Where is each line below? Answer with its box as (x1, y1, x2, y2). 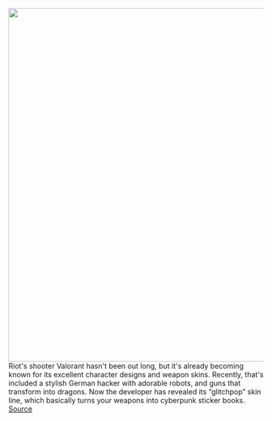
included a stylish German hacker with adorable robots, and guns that (8, 378, 241, 388)
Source (8, 404, 32, 414)
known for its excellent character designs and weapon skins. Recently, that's (8, 370, 264, 379)
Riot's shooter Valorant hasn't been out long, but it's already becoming (8, 361, 244, 371)
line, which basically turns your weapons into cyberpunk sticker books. (8, 396, 245, 405)
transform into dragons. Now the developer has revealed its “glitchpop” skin (8, 387, 261, 396)
